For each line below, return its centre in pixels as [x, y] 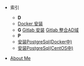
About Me [20, 58]
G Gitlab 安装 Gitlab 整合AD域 [48, 30]
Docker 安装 [30, 24]
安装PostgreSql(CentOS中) [45, 48]
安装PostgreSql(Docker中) [45, 42]
